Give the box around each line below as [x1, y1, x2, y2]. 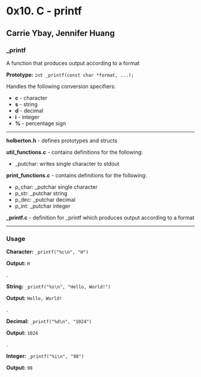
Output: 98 [6, 364, 33, 372]
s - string [14, 101, 38, 108]
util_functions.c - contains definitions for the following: [6, 148, 144, 156]
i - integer [14, 113, 40, 120]
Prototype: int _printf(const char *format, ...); [6, 71, 135, 78]
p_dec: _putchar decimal [14, 196, 76, 203]
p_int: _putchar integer [14, 202, 71, 209]
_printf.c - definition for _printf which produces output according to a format [6, 214, 194, 221]
